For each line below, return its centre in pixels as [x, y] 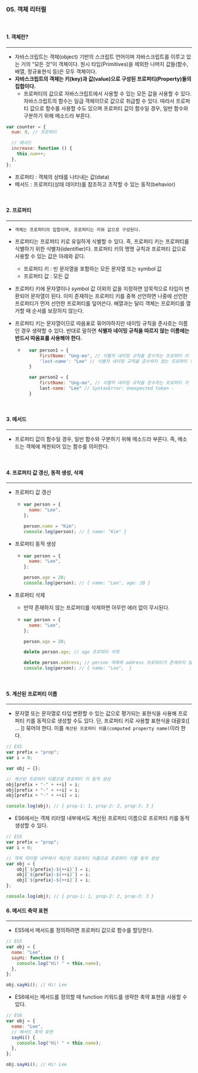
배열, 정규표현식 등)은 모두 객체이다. [56, 71]
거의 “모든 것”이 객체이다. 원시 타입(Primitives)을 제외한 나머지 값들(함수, [105, 64]
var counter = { [26, 127]
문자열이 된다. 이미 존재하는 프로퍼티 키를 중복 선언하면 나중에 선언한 [109, 296]
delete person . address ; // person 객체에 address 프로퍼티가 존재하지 [104, 663]
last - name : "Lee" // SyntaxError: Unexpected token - [107, 388]
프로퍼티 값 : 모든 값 [46, 276]
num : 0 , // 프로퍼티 [34, 132]
